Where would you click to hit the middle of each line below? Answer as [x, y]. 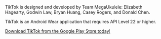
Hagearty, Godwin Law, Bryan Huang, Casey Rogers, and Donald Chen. [78, 12]
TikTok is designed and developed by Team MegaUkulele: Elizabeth [74, 7]
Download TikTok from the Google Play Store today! [58, 31]
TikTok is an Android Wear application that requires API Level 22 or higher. [81, 22]
